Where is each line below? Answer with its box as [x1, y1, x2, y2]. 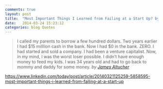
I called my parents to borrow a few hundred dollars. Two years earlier [16, 38, 158, 44]
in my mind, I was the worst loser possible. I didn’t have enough [16, 54, 144, 59]
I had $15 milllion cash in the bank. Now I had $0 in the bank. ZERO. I [16, 44, 154, 49]
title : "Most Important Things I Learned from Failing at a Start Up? [5, 16, 153, 21]
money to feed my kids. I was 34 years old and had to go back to [16, 59, 147, 65]
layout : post [5, 12, 32, 16]
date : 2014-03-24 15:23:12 [5, 20, 64, 26]
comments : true [5, 7, 36, 12]
